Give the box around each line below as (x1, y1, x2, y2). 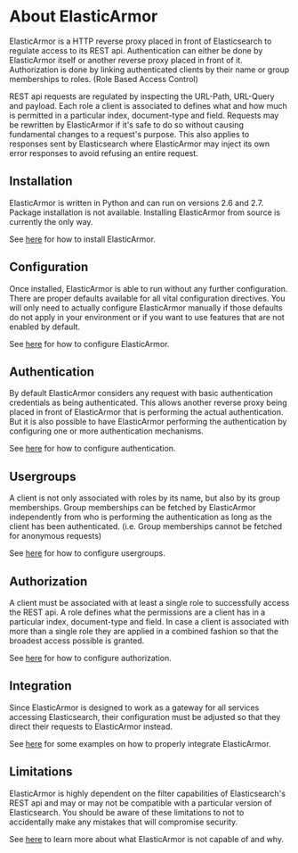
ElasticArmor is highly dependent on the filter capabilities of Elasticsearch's (9, 788, 286, 799)
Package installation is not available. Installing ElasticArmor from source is (9, 207, 281, 218)
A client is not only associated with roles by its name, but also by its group (9, 493, 280, 503)
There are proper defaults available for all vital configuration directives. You (9, 293, 286, 303)
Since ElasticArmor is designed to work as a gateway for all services (9, 702, 260, 713)
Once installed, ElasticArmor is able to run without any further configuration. (9, 283, 288, 294)
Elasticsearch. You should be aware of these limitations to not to (9, 807, 245, 817)
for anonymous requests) (9, 531, 102, 542)
